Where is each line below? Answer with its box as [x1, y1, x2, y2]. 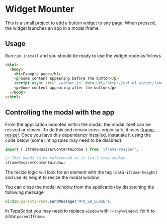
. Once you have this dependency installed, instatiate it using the [19, 132, 151, 138]
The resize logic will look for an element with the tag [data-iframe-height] [5, 169, 158, 175]
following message [5, 189, 44, 195]
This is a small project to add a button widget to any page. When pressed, [5, 20, 157, 26]
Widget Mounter [5, 3, 75, 15]
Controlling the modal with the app [5, 108, 115, 117]
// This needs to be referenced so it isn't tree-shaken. [5, 156, 128, 161]
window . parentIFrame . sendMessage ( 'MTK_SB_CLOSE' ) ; [5, 199, 112, 204]
